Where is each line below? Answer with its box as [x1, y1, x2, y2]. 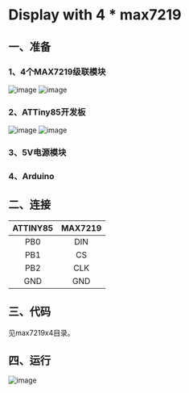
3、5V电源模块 [8, 147, 67, 158]
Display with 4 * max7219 [8, 6, 182, 24]
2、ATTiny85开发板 [8, 107, 86, 118]
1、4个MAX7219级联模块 [8, 66, 106, 77]
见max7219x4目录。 [8, 328, 75, 337]
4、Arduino [8, 171, 55, 182]
